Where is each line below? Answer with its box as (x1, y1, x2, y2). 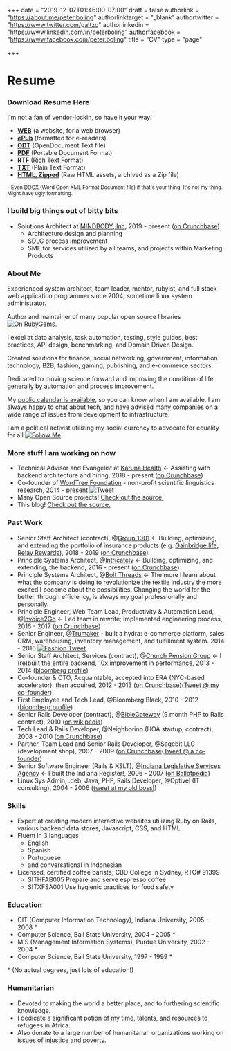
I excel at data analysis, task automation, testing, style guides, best (7, 333, 198, 342)
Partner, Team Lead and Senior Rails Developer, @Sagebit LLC (17, 740, 196, 748)
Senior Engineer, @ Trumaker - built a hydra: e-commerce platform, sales (17, 629, 225, 637)
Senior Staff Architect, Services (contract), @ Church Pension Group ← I (17, 651, 222, 659)
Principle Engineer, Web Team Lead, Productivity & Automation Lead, (17, 607, 214, 615)
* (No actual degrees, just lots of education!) (7, 966, 134, 974)
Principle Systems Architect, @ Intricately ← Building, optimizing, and (17, 556, 213, 564)
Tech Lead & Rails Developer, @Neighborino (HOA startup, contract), (17, 724, 214, 733)
